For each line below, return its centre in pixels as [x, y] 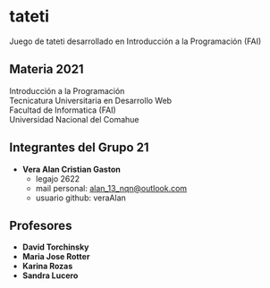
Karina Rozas [47, 267]
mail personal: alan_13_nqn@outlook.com [111, 188]
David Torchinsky [55, 247]
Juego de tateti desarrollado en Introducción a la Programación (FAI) [135, 41]
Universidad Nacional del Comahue [75, 119]
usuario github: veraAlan [81, 198]
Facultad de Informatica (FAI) [63, 110]
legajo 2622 [58, 178]
